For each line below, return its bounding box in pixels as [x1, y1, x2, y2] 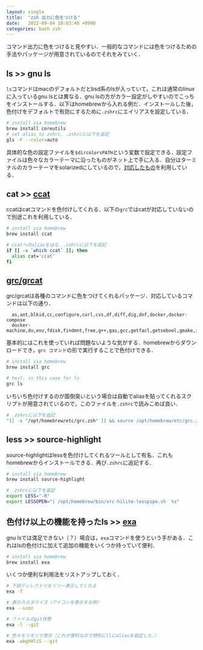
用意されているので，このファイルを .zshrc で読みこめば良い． [27, 400, 181, 407]
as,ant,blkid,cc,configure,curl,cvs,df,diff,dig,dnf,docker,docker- [11, 312, 188, 318]
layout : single [6, 8, 45, 15]
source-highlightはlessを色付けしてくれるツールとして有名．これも [6, 451, 173, 459]
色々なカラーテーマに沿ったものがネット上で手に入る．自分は [27, 156, 181, 163]
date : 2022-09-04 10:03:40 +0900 [6, 20, 96, 26]
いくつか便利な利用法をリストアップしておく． [6, 571, 123, 578]
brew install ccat [6, 231, 53, 237]
